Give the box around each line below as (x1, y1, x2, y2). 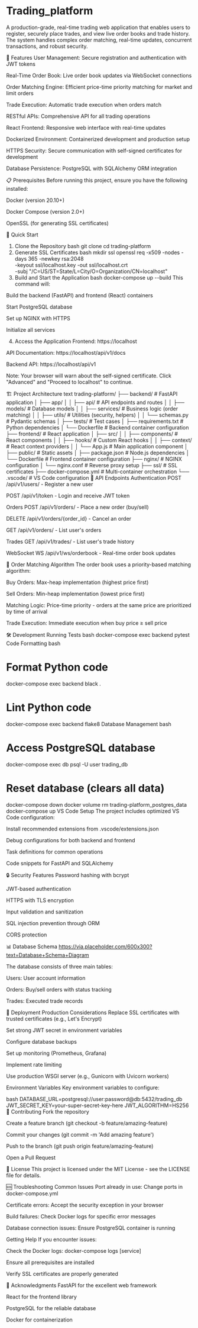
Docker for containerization (6, 1316, 73, 1323)
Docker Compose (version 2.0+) (6, 208, 85, 215)
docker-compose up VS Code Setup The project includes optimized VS (6, 807, 180, 814)
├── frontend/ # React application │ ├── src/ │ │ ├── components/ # (6, 430, 178, 437)
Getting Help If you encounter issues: (6, 1236, 97, 1243)
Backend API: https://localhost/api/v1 (6, 360, 96, 368)
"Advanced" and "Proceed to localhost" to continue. (6, 378, 133, 386)
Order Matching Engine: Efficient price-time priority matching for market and (6, 83, 193, 90)
